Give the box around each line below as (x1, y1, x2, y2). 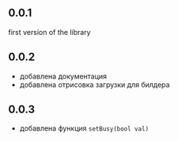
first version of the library (8, 27, 91, 36)
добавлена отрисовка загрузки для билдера (19, 79, 170, 90)
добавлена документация (19, 71, 108, 81)
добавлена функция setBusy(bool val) (19, 124, 149, 133)
